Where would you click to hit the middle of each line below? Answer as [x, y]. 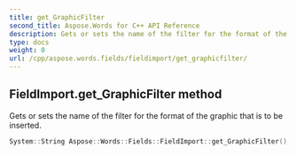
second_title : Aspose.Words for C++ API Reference [105, 26]
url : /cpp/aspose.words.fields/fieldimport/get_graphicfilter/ [129, 58]
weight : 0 [27, 50]
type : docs [29, 42]
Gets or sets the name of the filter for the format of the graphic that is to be [146, 115]
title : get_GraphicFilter [57, 17]
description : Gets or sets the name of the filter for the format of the [148, 34]
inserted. [25, 125]
